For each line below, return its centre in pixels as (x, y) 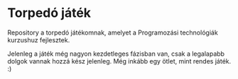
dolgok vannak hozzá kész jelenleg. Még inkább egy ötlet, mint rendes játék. (119, 61)
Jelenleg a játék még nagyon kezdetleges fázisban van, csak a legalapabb (116, 54)
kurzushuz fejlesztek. (39, 39)
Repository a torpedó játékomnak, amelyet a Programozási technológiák (113, 32)
